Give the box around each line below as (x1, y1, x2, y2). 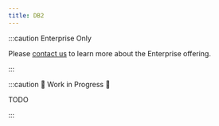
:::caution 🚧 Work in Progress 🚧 (8, 79, 111, 89)
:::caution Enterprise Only (8, 33, 92, 43)
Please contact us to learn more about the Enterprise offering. (8, 48, 211, 58)
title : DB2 (8, 11, 45, 20)
